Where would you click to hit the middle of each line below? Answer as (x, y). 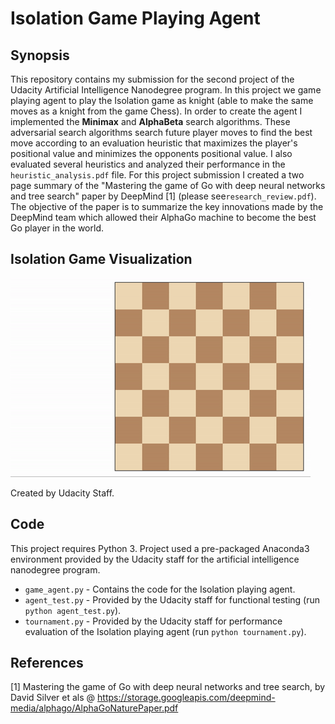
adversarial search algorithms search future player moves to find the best (161, 132)
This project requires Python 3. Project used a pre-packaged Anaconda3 (160, 548)
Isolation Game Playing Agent (135, 18)
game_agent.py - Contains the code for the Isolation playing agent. (160, 589)
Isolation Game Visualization (101, 259)
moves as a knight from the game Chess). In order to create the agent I (156, 111)
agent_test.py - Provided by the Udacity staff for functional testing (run (172, 599)
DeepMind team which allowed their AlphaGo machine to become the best (163, 217)
